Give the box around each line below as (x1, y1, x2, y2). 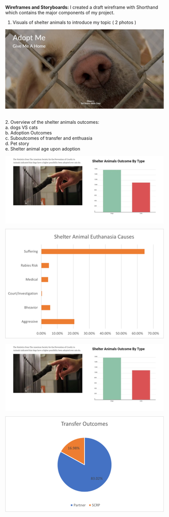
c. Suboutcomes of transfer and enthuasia (5, 135, 93, 141)
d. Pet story (5, 140, 29, 146)
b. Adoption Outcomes (5, 130, 52, 136)
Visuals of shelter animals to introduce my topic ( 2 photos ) (12, 20, 137, 25)
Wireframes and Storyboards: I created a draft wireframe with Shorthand (5, 5, 158, 10)
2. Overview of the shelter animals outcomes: (5, 119, 100, 125)
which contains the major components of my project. (5, 10, 115, 16)
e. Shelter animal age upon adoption (5, 146, 80, 152)
